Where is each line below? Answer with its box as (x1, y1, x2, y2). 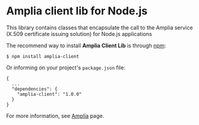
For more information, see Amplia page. (6, 112, 105, 119)
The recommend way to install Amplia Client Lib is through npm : (6, 42, 167, 49)
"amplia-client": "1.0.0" (17, 91, 82, 97)
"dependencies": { (11, 86, 58, 92)
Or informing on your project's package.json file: (6, 64, 126, 71)
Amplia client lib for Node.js (6, 4, 148, 18)
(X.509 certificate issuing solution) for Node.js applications (6, 30, 152, 37)
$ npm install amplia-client (6, 53, 79, 59)
